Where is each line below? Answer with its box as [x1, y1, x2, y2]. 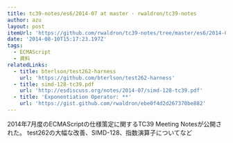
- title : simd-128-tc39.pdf [13, 81, 95, 88]
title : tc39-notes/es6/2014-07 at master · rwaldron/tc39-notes [7, 10, 197, 17]
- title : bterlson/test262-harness [13, 68, 116, 75]
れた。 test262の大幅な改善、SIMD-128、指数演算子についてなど [7, 128, 193, 137]
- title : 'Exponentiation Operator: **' [13, 94, 132, 101]
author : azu [7, 17, 42, 23]
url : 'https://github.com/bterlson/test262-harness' [19, 74, 175, 82]
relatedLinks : [7, 61, 49, 68]
